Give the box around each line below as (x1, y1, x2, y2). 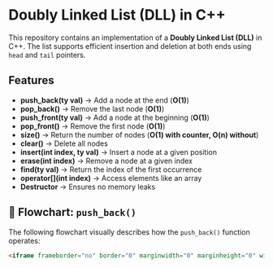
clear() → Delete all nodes (19, 138, 108, 148)
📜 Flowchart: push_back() (8, 205, 136, 219)
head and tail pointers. (8, 50, 86, 59)
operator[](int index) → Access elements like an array (19, 173, 202, 182)
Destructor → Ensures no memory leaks (19, 182, 156, 191)
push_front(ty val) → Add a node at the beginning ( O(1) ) (19, 112, 210, 122)
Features (8, 73, 54, 87)
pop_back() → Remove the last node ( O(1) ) (19, 103, 165, 113)
